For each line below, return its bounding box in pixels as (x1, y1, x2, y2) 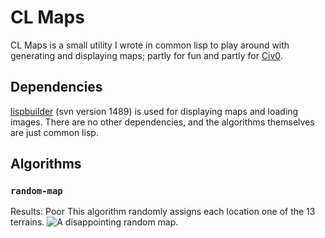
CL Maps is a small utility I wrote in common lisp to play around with (10, 39, 290, 51)
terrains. (10, 216, 45, 228)
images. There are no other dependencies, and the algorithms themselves (10, 116, 315, 128)
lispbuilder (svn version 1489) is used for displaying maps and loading (10, 105, 299, 117)
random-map (10, 186, 63, 197)
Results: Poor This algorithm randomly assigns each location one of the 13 (10, 206, 316, 218)
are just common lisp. (10, 126, 99, 138)
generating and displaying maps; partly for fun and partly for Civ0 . (10, 49, 283, 61)
